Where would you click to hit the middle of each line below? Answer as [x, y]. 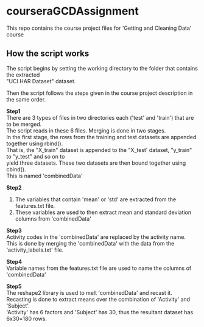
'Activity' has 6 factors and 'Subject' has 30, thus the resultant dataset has [100, 312]
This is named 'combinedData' [45, 176]
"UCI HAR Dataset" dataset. [41, 81]
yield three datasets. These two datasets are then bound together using [96, 163]
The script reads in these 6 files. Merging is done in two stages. [86, 130]
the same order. [26, 99]
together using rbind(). [35, 143]
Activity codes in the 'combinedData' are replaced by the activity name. [96, 237]
